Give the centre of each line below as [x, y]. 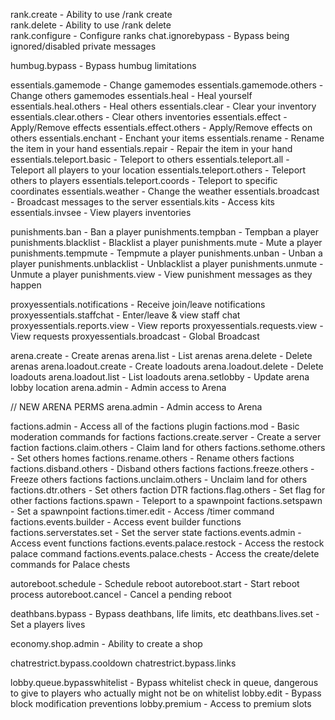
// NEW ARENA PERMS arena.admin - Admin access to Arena [136, 407]
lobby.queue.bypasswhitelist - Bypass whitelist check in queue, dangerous [164, 682]
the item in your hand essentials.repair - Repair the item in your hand [151, 148]
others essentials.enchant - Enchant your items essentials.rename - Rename [167, 138]
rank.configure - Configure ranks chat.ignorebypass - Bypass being [150, 35]
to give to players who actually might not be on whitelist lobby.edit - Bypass [166, 693]
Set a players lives [48, 624]
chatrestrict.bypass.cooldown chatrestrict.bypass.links [123, 663]
